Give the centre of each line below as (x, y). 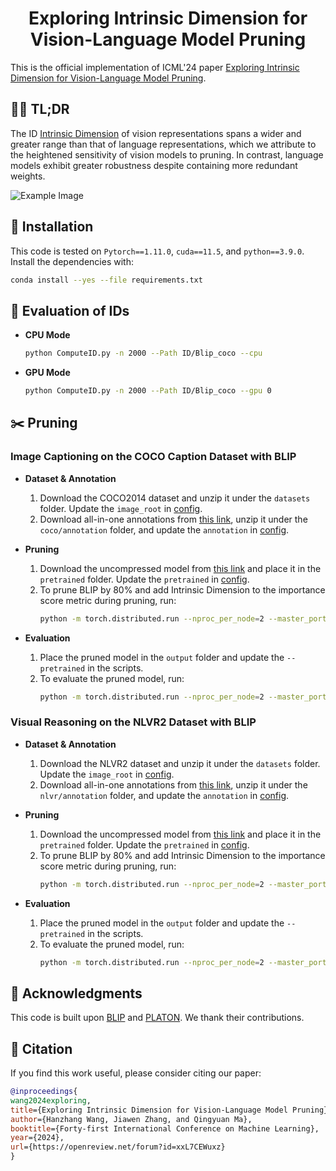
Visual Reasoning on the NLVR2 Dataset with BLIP (133, 722)
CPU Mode (47, 335)
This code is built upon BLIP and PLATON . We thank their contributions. (157, 1018)
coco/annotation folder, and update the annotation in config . (164, 529)
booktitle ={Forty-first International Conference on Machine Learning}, (165, 1128)
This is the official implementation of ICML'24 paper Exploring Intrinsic (155, 67)
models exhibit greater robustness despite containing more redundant (154, 165)
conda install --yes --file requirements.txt (106, 280)
